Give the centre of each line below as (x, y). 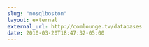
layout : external (33, 20)
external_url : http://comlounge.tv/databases (74, 26)
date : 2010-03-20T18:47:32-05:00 (56, 33)
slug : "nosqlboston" (37, 13)
